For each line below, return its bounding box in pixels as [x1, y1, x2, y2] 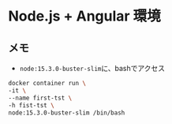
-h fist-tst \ [8, 101, 55, 109]
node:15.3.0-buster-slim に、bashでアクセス [19, 64, 166, 73]
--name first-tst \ [8, 94, 73, 102]
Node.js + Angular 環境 [8, 7, 162, 25]
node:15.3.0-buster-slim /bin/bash [8, 108, 125, 117]
